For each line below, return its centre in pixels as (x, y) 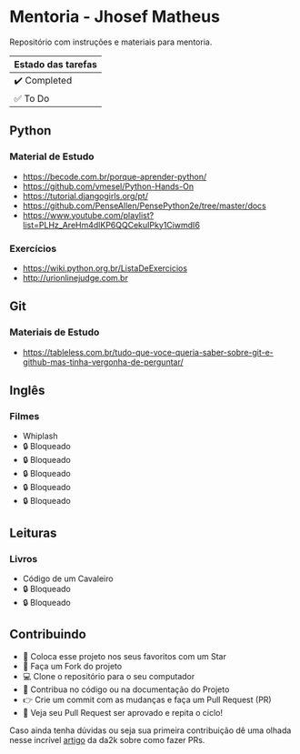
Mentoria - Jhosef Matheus (115, 17)
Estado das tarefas (55, 64)
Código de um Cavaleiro (68, 578)
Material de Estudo (52, 156)
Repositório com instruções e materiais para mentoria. (111, 42)
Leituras (33, 533)
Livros (24, 558)
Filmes (25, 416)
